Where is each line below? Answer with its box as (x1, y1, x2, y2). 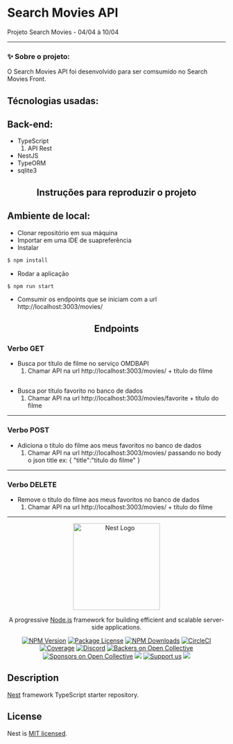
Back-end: (7, 119, 53, 130)
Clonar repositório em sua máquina (17, 228, 118, 237)
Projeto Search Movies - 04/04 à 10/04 (7, 28, 119, 36)
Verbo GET (7, 344, 45, 353)
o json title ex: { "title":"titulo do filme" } (27, 456, 141, 464)
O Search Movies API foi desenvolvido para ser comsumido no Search (7, 67, 208, 76)
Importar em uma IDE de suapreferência (17, 236, 132, 244)
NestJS (17, 151, 39, 160)
